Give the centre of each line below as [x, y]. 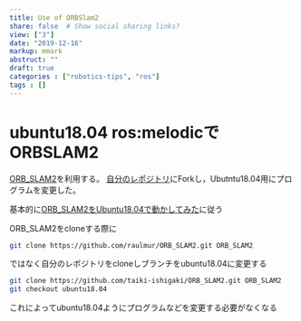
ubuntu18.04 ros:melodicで [114, 132]
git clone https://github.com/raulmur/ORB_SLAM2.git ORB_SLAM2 [131, 245]
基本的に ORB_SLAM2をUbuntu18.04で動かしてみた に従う [117, 209]
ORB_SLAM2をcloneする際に [63, 228]
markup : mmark [36, 52]
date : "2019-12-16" [46, 43]
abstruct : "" [34, 60]
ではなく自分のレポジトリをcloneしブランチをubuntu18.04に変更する [138, 264]
